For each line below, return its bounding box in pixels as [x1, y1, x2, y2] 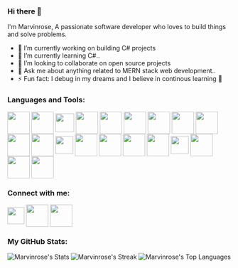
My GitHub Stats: [7, 236, 68, 246]
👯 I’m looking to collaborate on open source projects [17, 59, 171, 68]
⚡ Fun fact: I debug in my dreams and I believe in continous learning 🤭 [17, 75, 222, 83]
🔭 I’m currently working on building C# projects [17, 44, 156, 53]
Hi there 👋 [7, 6, 43, 16]
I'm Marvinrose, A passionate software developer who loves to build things [7, 23, 226, 31]
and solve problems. [7, 30, 67, 38]
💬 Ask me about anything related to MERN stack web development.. [17, 67, 216, 75]
